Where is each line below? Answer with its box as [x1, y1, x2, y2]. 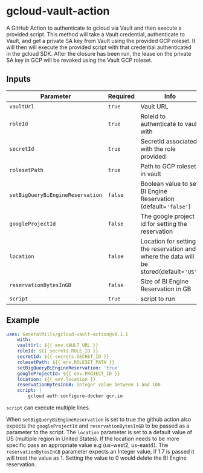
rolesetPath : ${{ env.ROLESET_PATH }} [17, 359, 115, 365]
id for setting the [140, 219, 187, 228]
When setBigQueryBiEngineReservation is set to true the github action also [6, 416, 192, 423]
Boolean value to [140, 179, 188, 188]
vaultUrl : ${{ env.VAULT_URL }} [17, 342, 98, 349]
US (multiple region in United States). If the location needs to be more [6, 435, 179, 443]
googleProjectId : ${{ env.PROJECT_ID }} [17, 371, 120, 377]
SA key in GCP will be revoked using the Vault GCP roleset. [6, 56, 153, 64]
